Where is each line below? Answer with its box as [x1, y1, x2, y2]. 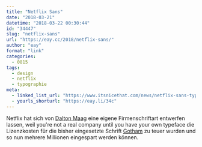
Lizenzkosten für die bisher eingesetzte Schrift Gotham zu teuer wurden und [6, 127, 196, 134]
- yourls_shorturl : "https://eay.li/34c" [11, 98, 117, 104]
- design [11, 70, 34, 76]
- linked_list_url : [11, 92, 61, 98]
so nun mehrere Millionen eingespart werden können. [6, 133, 139, 141]
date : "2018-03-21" [6, 14, 55, 20]
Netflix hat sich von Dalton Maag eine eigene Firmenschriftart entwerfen [6, 115, 185, 122]
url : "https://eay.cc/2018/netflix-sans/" [6, 37, 114, 43]
